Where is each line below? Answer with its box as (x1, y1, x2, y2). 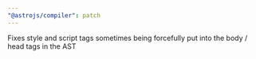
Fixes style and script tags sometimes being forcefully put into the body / (7, 33, 248, 42)
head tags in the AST (7, 41, 77, 51)
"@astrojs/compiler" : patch (7, 11, 101, 20)
